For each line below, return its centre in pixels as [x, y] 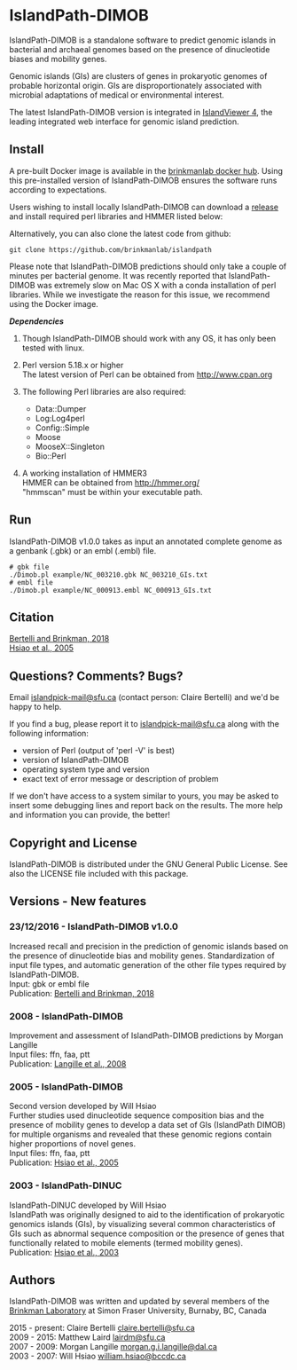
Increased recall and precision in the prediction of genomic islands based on [149, 946]
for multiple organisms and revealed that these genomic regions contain [141, 1134]
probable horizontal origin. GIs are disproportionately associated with [136, 85]
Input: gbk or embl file [50, 984]
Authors [32, 1280]
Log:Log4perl [60, 418]
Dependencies [37, 321]
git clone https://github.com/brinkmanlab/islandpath [111, 249]
